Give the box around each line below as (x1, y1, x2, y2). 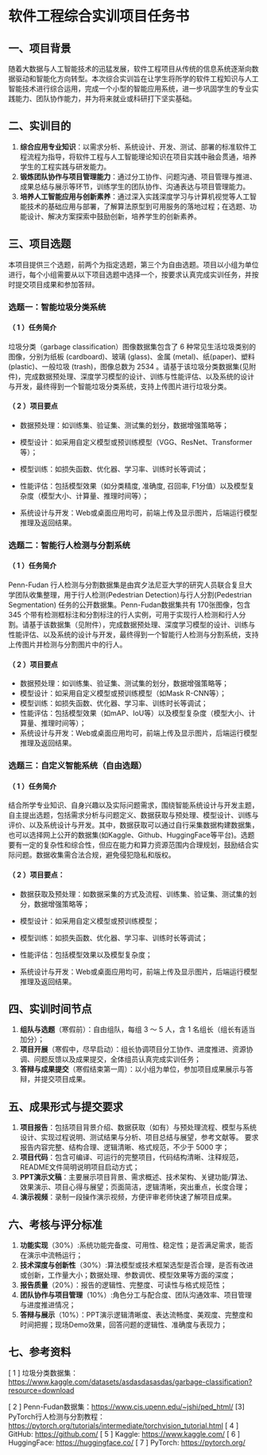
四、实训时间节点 (8, 1002, 92, 1015)
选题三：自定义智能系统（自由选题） (8, 761, 147, 772)
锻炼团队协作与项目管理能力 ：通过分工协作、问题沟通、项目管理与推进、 (19, 172, 257, 181)
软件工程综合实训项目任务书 (8, 7, 190, 25)
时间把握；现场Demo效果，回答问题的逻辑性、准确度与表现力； (19, 1320, 228, 1329)
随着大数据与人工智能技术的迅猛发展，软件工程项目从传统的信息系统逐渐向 (8, 64, 252, 73)
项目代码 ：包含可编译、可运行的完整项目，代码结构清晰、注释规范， (19, 1153, 243, 1162)
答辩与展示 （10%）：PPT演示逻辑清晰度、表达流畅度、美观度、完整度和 (19, 1310, 253, 1320)
